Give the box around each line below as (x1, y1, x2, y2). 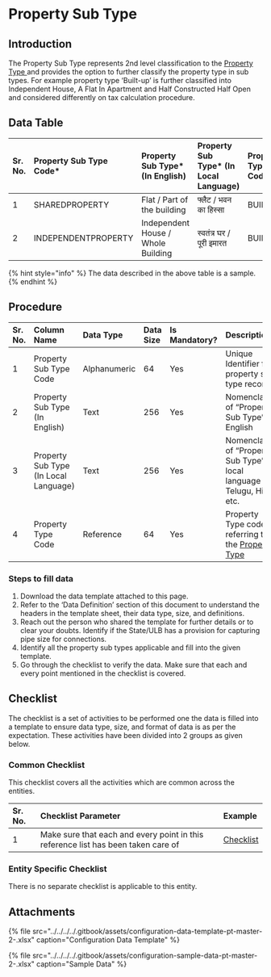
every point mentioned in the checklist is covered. (19, 668, 186, 678)
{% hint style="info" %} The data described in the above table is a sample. (8, 268, 256, 278)
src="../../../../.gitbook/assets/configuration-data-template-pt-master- (31, 926, 263, 937)
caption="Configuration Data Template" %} (35, 935, 180, 945)
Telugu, (225, 485, 254, 497)
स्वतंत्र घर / (197, 227, 231, 238)
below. (8, 739, 31, 748)
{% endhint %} (8, 276, 58, 287)
